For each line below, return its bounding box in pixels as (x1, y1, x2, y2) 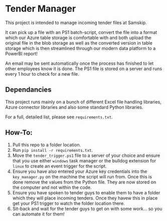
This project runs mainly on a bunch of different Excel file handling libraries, (5, 99, 161, 105)
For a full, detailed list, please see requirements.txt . (5, 114, 113, 120)
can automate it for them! (12, 211, 65, 217)
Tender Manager (5, 3, 76, 15)
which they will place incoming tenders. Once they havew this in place (12, 195, 158, 201)
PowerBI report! (5, 51, 38, 57)
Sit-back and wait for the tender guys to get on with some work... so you (12, 205, 162, 211)
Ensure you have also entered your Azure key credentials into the (12, 168, 147, 174)
